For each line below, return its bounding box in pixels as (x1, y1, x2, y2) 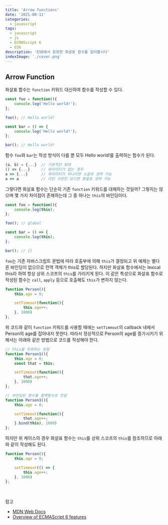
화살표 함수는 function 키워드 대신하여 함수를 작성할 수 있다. (5, 86, 124, 93)
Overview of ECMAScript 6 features (12, 514, 87, 520)
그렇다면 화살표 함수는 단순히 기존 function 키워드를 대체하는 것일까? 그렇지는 (5, 186, 158, 192)
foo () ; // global (5, 221, 42, 226)
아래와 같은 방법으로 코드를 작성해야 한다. (18, 337, 99, 343)
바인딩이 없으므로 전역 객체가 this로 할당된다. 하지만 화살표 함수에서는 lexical (10, 264, 161, 270)
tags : (5, 26, 17, 31)
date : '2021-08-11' (5, 12, 46, 17)
